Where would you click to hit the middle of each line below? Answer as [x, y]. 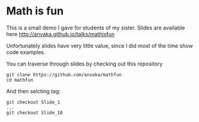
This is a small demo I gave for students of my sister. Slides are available [96, 28]
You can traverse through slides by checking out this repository [85, 64]
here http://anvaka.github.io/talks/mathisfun [61, 34]
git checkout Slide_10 [34, 112]
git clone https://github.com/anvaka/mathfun [64, 75]
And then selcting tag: [34, 91]
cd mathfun [20, 80]
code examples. [26, 52]
